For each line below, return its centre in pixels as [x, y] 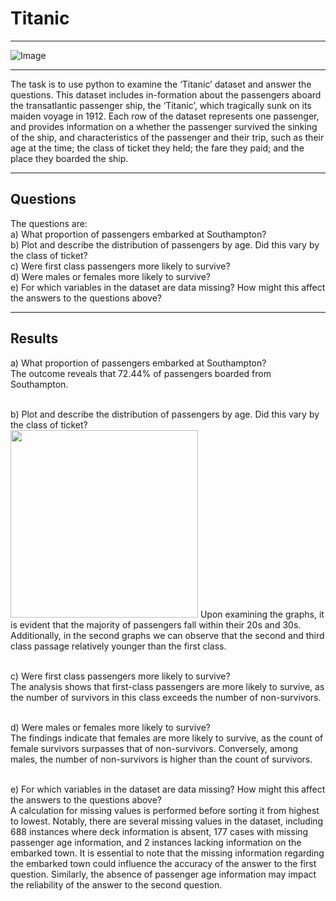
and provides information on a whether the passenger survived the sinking [164, 126]
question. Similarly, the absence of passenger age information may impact [163, 874]
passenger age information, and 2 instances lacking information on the [156, 842]
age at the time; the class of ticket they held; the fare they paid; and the [157, 148]
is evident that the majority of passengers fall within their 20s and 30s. [156, 624]
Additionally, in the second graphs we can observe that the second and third [167, 635]
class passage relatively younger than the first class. [118, 646]
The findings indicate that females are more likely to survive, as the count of [167, 738]
